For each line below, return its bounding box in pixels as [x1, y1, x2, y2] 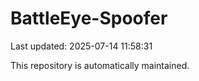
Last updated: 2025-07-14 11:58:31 [10, 40, 153, 52]
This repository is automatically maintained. [10, 59, 190, 71]
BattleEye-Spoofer [10, 7, 168, 30]
